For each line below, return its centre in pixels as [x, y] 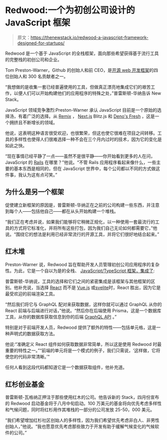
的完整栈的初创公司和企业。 [34, 59]
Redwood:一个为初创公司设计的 [70, 10]
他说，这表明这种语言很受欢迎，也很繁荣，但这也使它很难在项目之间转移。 [81, 133]
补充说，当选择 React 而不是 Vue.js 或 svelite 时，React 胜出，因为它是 [89, 288]
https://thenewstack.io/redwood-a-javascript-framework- [89, 37]
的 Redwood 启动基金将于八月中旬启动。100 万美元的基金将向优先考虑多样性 [83, 404]
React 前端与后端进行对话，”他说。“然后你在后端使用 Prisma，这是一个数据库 [83, 310]
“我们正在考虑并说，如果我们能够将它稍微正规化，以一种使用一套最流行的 [80, 222]
